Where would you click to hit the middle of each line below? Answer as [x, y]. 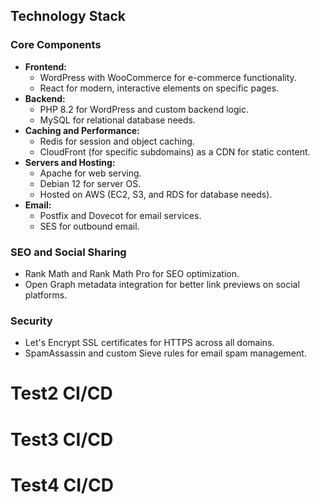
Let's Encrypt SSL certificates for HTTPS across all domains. [149, 343]
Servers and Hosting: [70, 162]
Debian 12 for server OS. [90, 183]
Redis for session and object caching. [117, 141]
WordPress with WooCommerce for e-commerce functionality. [168, 77]
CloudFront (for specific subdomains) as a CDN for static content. [175, 151]
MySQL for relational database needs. [117, 120]
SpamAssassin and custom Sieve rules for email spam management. [165, 353]
